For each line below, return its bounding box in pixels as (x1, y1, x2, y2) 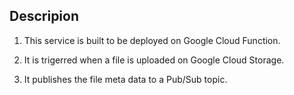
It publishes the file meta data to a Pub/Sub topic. (23, 73, 228, 85)
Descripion (9, 8, 80, 25)
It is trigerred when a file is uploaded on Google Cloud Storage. (23, 54, 285, 66)
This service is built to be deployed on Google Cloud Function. (23, 34, 281, 46)
